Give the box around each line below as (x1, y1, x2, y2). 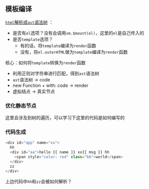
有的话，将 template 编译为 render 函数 (20, 42, 96, 49)
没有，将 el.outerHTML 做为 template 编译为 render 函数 (20, 49, 128, 55)
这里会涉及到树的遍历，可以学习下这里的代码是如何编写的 (5, 115, 125, 121)
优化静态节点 (5, 102, 37, 109)
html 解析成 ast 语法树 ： (5, 19, 54, 25)
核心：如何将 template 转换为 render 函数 (5, 60, 86, 66)
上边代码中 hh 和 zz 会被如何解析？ (5, 178, 72, 184)
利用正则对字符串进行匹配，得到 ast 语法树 (12, 70, 100, 76)
